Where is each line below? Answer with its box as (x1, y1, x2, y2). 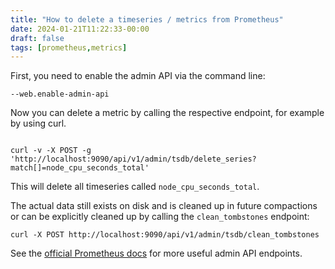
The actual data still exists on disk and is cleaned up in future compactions (10, 200, 318, 212)
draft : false (10, 33, 65, 43)
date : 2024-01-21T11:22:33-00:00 (10, 24, 150, 34)
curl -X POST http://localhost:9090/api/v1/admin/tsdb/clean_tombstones (10, 230, 320, 240)
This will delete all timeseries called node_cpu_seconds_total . (10, 181, 260, 193)
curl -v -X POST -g (10, 146, 92, 156)
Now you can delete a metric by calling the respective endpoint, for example (10, 107, 325, 119)
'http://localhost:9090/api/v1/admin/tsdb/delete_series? (10, 154, 257, 165)
